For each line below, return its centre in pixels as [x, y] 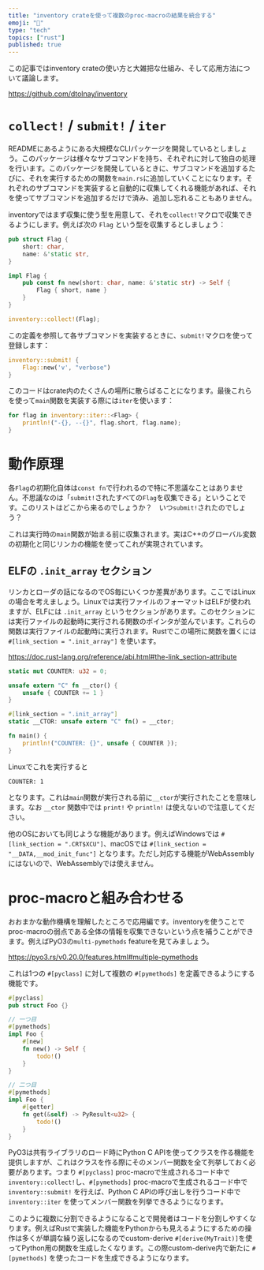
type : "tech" [30, 30]
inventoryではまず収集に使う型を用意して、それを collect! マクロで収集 [123, 215]
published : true [35, 45]
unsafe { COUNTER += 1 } [63, 693]
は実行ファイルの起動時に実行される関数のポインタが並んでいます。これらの [132, 621]
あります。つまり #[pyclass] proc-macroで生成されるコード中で [126, 1172]
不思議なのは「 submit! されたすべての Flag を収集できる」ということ [130, 497]
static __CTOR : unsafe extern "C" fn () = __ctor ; [91, 722]
